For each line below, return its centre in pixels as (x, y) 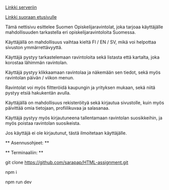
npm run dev (18, 182)
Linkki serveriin (21, 7)
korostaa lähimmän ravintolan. (37, 62)
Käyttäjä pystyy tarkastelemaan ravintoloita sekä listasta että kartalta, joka (82, 57)
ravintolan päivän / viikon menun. (40, 78)
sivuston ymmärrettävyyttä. (34, 47)
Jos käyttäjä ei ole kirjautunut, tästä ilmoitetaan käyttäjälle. (66, 133)
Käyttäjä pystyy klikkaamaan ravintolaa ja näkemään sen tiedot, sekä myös (83, 72)
